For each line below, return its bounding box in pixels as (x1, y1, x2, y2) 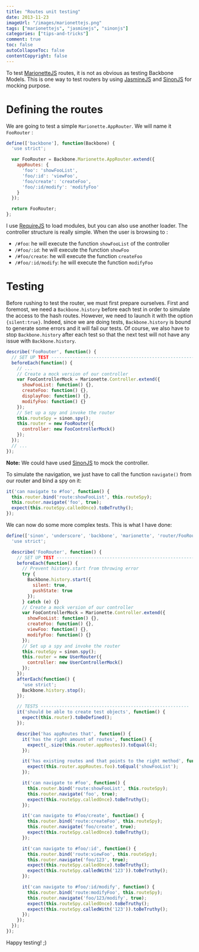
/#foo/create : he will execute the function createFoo (14, 253, 143, 260)
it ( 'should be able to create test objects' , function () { (17, 709, 166, 715)
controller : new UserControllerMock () (27, 659, 123, 666)
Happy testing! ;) (6, 939, 47, 946)
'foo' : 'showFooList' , (21, 168, 78, 174)
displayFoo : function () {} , (21, 393, 92, 399)
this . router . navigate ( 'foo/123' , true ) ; (27, 857, 129, 863)
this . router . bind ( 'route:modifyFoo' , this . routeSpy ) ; (27, 890, 163, 896)
